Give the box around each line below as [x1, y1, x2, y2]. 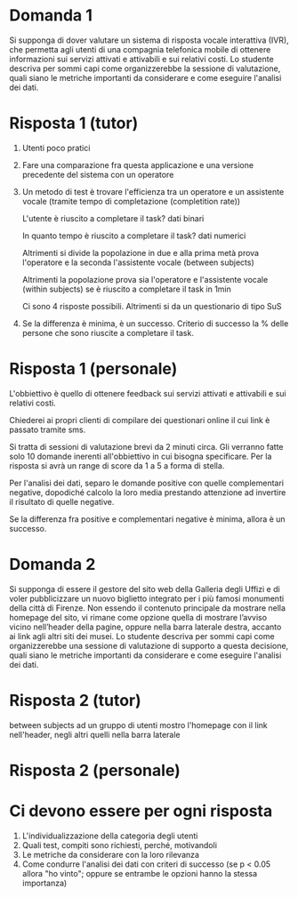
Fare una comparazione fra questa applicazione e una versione [21, 159, 254, 170]
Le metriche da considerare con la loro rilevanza [21, 849, 200, 860]
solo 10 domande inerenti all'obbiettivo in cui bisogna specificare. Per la [9, 451, 272, 461]
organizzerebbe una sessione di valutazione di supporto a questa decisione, [9, 640, 289, 651]
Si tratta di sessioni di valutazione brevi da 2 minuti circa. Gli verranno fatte [9, 441, 284, 452]
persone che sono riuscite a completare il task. [21, 327, 194, 338]
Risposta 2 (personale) [9, 760, 181, 781]
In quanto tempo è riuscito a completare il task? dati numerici [21, 230, 246, 241]
